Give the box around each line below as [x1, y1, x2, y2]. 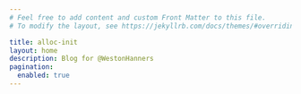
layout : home [9, 46, 58, 55]
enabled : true [17, 71, 70, 81]
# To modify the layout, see [9, 21, 118, 30]
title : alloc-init [9, 38, 78, 47]
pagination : [9, 63, 54, 72]
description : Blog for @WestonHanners [9, 55, 154, 64]
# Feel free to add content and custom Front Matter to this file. [9, 13, 267, 22]
